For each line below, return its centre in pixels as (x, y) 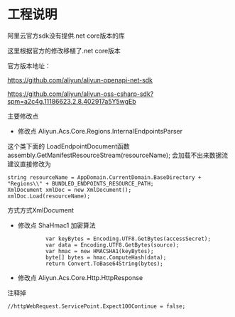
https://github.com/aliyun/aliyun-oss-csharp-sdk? (81, 94)
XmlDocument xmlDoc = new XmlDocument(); (70, 190)
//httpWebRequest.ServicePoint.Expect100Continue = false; (97, 306)
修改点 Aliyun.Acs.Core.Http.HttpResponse (80, 277)
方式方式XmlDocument (41, 210)
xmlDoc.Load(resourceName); (49, 196)
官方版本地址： (29, 65)
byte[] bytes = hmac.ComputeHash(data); (106, 257)
